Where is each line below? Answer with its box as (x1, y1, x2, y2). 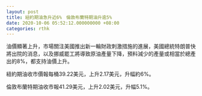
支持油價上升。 (35, 58, 73, 65)
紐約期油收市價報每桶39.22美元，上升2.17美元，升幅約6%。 (6, 70, 155, 78)
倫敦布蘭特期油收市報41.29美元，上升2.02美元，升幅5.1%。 (6, 83, 153, 91)
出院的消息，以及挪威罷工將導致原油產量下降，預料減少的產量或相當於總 (11, 50, 191, 58)
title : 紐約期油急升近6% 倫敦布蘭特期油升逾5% (6, 14, 112, 20)
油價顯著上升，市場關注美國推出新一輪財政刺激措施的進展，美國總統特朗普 (6, 43, 191, 50)
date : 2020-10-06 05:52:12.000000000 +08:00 (6, 20, 120, 26)
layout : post (6, 8, 39, 15)
